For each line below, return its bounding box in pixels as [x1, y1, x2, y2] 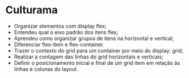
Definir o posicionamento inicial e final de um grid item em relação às [13, 59, 180, 66]
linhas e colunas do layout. [13, 65, 78, 72]
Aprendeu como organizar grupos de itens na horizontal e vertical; [13, 35, 174, 42]
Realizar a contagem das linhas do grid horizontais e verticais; [13, 53, 164, 60]
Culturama [5, 3, 58, 17]
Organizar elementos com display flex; [13, 23, 107, 29]
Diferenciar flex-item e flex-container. [13, 41, 104, 48]
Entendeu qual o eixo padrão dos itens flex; [13, 28, 118, 35]
